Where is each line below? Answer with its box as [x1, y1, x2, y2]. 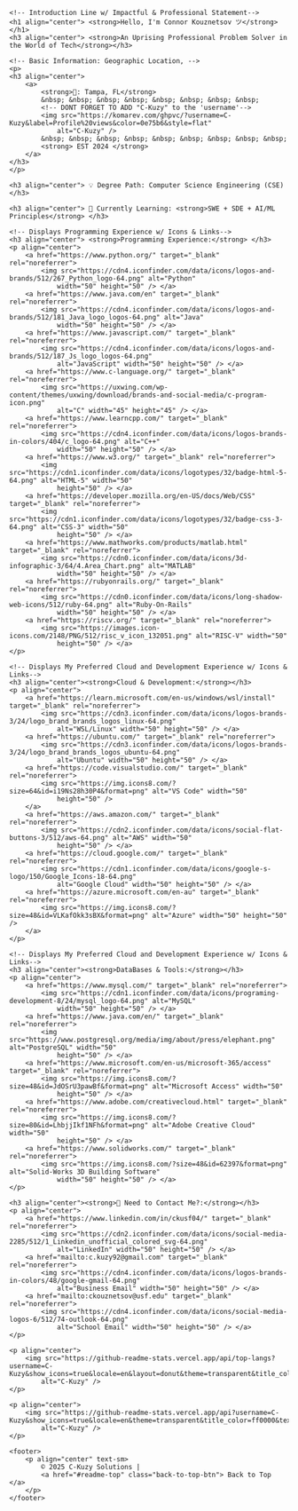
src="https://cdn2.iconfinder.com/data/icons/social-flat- [60, 826, 284, 835]
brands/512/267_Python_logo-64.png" [9, 274, 145, 283]
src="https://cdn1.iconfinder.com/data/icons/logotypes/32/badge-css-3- [9, 515, 284, 524]
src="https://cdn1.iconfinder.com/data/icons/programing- [60, 989, 279, 998]
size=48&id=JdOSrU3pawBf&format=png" [9, 1082, 149, 1091]
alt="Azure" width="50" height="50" [152, 911, 288, 920]
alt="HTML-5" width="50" [41, 476, 133, 485]
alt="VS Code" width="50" [152, 787, 248, 795]
